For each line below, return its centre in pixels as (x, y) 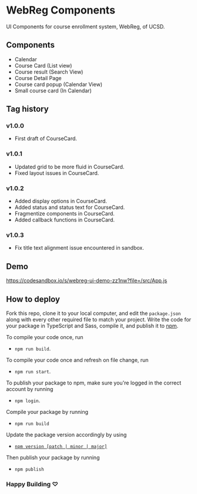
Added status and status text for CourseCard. (70, 207)
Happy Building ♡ (32, 484)
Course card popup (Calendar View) (59, 84)
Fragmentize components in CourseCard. (64, 214)
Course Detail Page (38, 78)
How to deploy (33, 299)
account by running (30, 389)
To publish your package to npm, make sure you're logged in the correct (94, 383)
